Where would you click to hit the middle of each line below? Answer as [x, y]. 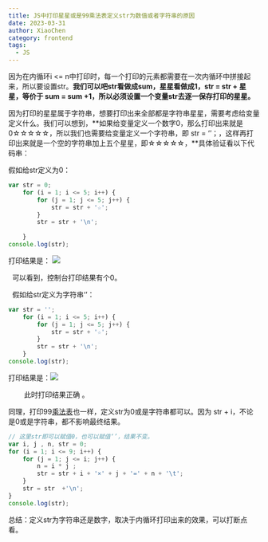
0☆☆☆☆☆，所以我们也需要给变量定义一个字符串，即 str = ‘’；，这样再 [128, 133]
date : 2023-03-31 [37, 23]
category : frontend [41, 38]
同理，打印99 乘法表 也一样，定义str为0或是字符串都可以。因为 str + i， [124, 411]
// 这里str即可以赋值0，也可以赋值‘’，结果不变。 [81, 436]
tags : [17, 45]
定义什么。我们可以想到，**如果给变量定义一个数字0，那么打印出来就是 [126, 123]
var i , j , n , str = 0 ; [48, 444]
